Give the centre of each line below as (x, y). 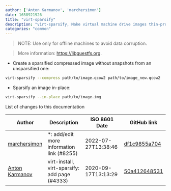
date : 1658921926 (24, 15)
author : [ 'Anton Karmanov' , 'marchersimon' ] (53, 10)
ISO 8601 (102, 119)
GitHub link (144, 122)
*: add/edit (61, 134)
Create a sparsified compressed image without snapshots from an (82, 63)
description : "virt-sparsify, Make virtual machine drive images (76, 24)
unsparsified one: (31, 69)
